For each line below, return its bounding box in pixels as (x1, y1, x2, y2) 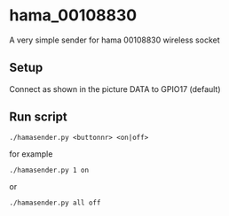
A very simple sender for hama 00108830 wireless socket (9, 35, 220, 45)
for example (9, 148, 53, 159)
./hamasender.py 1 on (9, 166, 90, 174)
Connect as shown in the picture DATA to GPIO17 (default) (9, 83, 221, 94)
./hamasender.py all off (9, 198, 101, 207)
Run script (9, 110, 68, 125)
